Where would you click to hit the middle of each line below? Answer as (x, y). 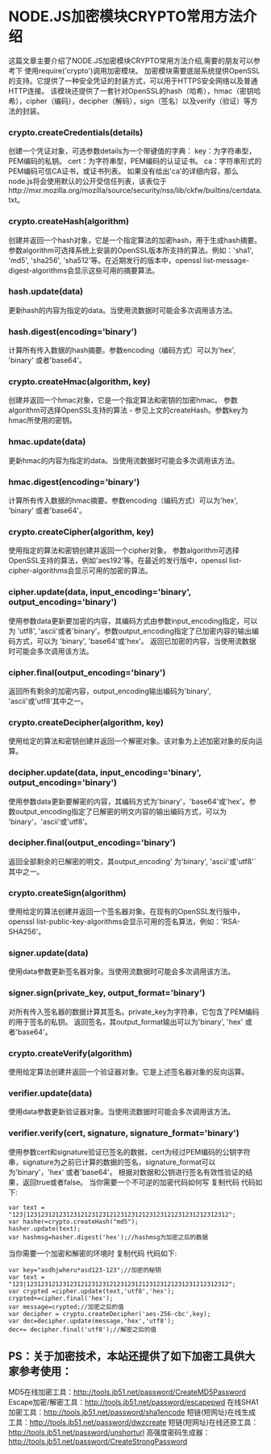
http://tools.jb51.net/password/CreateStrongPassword (98, 1442)
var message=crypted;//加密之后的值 (66, 1307)
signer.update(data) (48, 953)
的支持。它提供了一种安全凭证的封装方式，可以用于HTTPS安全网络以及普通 (133, 81)
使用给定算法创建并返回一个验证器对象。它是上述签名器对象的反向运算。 (128, 1072)
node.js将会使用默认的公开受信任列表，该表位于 (88, 182)
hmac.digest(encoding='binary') (74, 482)
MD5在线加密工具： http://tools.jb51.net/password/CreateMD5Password (127, 1392)
